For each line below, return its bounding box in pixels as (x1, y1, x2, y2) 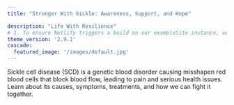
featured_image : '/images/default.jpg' (13, 49, 130, 56)
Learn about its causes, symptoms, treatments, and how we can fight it (7, 83, 211, 90)
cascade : (7, 42, 33, 49)
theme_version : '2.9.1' (7, 35, 77, 42)
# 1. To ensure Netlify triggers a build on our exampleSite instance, (7, 29, 219, 36)
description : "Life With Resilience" (7, 22, 117, 30)
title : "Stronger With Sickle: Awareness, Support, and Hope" (7, 10, 192, 17)
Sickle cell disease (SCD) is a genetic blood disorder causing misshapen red (7, 67, 226, 76)
